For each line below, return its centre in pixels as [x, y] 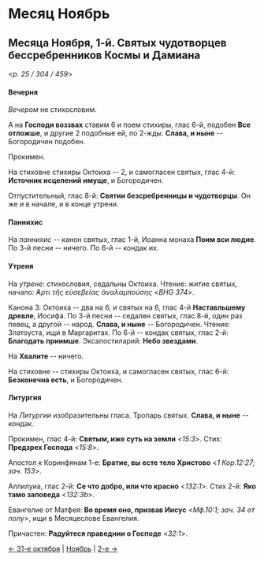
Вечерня [23, 92]
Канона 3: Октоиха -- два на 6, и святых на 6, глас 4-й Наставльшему [127, 307]
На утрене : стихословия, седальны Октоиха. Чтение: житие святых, [123, 284]
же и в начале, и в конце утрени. [63, 204]
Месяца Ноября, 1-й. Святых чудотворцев [117, 43]
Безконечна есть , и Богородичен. [66, 380]
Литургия [25, 398]
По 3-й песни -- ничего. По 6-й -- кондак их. [84, 248]
